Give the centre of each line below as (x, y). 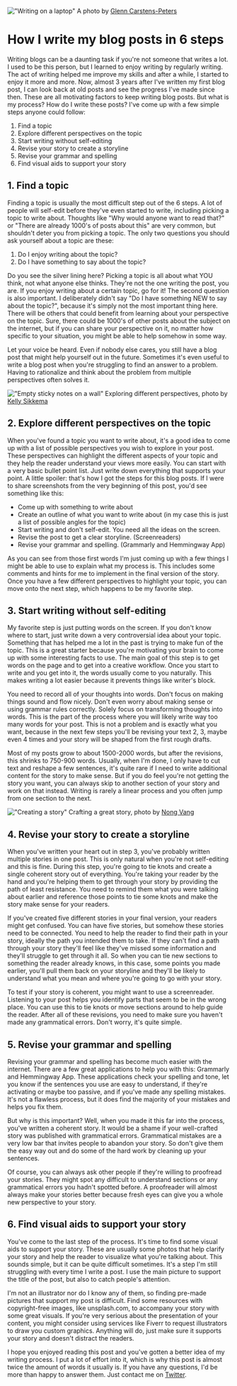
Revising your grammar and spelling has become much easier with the (110, 1061)
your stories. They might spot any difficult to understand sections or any (112, 1180)
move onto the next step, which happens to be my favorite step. (100, 588)
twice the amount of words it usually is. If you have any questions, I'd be (112, 1367)
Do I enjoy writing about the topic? (68, 254)
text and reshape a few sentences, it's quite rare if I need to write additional (117, 768)
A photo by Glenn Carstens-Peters (127, 11)
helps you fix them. (35, 1107)
